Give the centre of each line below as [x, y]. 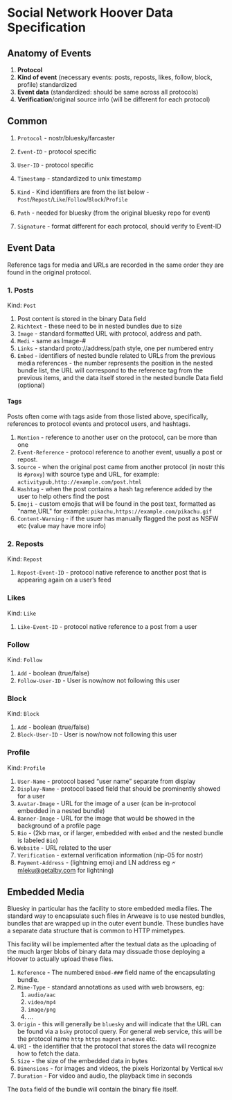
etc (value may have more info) [61, 526]
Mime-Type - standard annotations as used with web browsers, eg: [111, 987]
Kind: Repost [25, 559]
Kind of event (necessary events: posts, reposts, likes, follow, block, [115, 77]
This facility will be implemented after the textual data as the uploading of [112, 944]
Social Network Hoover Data [90, 13]
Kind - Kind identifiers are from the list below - [83, 192]
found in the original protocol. [50, 272]
